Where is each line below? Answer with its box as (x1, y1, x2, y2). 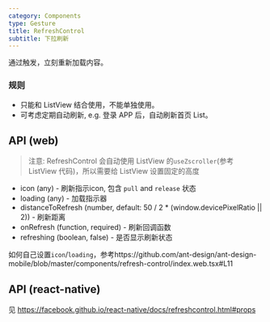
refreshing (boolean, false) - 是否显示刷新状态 (19, 232, 173, 243)
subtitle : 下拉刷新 (8, 34, 70, 43)
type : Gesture (8, 19, 57, 28)
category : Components (8, 11, 82, 20)
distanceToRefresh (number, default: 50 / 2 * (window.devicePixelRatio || (19, 203, 263, 213)
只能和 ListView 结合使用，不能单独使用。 (19, 100, 159, 109)
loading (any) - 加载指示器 (19, 193, 108, 203)
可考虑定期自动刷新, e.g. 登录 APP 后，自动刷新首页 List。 (19, 110, 213, 120)
